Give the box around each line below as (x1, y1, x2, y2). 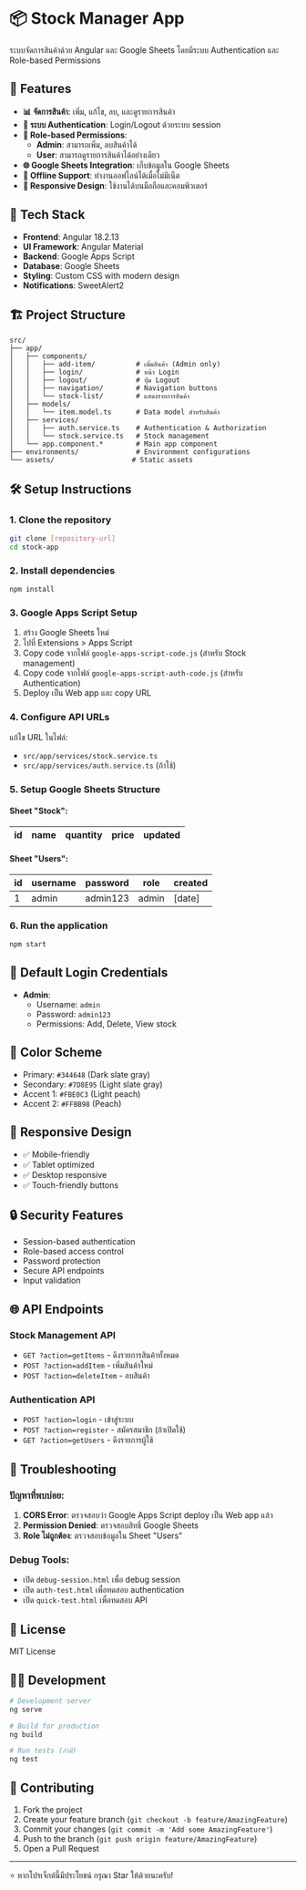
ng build (9, 1730, 43, 1739)
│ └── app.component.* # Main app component (9, 439, 219, 449)
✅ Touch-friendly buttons (22, 1179, 119, 1191)
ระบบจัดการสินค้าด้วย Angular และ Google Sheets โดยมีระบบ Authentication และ (9, 44, 280, 56)
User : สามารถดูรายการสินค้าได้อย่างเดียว (36, 149, 160, 160)
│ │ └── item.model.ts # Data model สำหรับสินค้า (9, 408, 220, 417)
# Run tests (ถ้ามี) (9, 1746, 77, 1756)
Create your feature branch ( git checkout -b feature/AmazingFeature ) (22, 1813, 289, 1824)
